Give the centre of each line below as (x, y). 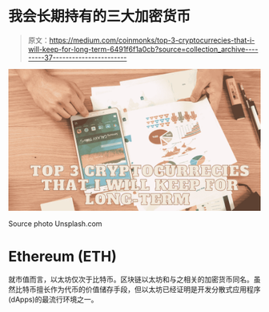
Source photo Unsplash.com (55, 224)
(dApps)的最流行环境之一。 (53, 300)
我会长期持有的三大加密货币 (100, 16)
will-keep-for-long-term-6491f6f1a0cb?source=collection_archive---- (143, 49)
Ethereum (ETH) (63, 256)
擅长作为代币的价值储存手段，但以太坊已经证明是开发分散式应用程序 (148, 290)
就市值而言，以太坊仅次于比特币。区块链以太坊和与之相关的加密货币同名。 (131, 280)
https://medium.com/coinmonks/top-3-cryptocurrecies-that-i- (152, 40)
